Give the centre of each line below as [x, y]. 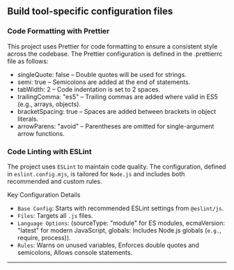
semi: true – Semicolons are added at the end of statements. [104, 82]
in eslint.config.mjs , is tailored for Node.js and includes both [96, 174]
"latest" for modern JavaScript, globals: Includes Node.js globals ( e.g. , [119, 230]
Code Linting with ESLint [49, 151]
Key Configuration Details [44, 194]
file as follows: [28, 61]
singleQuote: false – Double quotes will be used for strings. [102, 74]
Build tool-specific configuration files [90, 11]
